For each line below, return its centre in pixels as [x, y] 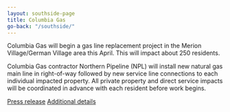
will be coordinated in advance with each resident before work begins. [107, 88]
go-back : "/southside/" [41, 26]
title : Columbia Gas [37, 20]
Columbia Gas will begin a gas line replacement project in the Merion [104, 46]
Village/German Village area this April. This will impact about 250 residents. [114, 53]
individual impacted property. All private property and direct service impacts [115, 81]
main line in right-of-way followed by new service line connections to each [113, 74]
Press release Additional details [51, 102]
